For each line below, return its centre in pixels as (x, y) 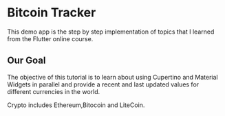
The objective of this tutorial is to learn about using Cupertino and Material (112, 77)
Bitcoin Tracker (52, 13)
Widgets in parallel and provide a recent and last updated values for (103, 84)
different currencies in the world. (54, 91)
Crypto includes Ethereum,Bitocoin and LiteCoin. (76, 105)
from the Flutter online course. (50, 38)
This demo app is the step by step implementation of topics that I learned (111, 32)
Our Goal (26, 61)
